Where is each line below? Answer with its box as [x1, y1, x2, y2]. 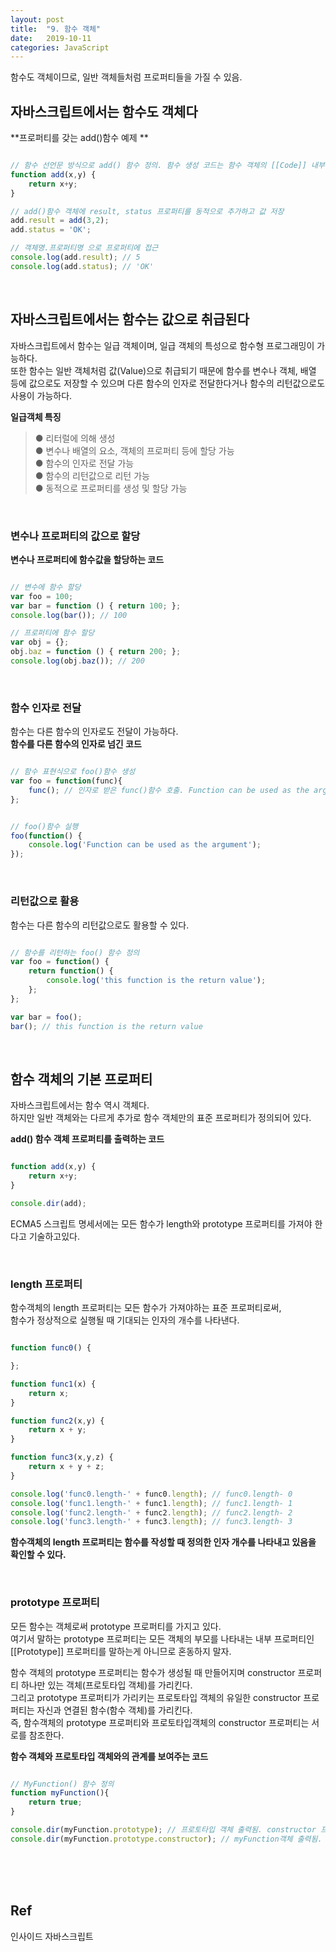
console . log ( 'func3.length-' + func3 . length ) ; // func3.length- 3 [10, 1517, 293, 1527]
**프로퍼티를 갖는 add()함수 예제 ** [10, 132, 149, 144]
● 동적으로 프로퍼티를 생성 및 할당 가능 [34, 482, 188, 494]
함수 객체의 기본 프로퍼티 [10, 1071, 153, 1088]
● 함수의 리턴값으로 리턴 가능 [34, 469, 150, 481]
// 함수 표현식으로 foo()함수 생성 [10, 767, 136, 777]
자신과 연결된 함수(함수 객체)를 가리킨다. [36, 1704, 193, 1716]
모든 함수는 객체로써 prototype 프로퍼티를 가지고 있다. [10, 1620, 222, 1632]
